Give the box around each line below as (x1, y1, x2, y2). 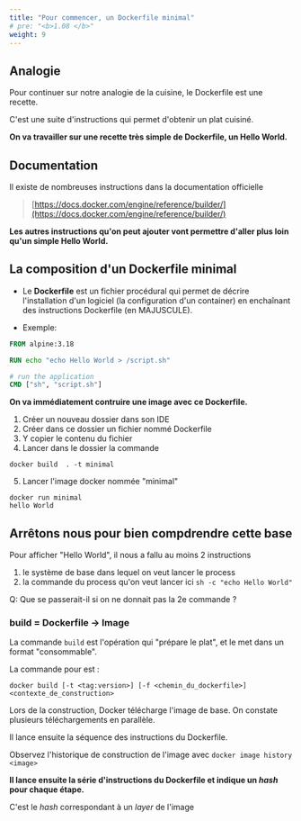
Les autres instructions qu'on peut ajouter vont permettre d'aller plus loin (9, 226, 289, 237)
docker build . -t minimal (9, 460, 115, 469)
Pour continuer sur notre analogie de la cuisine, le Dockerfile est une (9, 87, 263, 98)
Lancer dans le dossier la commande (22, 443, 160, 454)
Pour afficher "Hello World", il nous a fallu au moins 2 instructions (9, 550, 252, 561)
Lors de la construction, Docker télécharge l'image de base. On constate (9, 705, 279, 716)
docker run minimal (9, 493, 83, 502)
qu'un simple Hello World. (9, 236, 109, 246)
